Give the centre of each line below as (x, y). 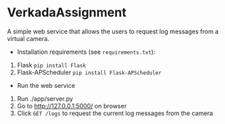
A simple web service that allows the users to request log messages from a (113, 31)
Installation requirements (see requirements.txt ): (86, 52)
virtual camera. (28, 38)
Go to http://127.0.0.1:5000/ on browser (72, 106)
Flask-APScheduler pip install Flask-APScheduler (89, 72)
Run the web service (46, 85)
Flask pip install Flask (52, 65)
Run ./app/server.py (45, 98)
